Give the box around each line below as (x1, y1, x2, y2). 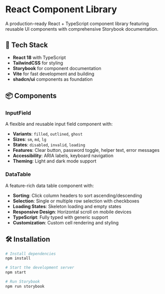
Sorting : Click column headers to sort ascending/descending (12, 192, 142, 198)
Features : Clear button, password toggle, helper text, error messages (12, 147, 160, 153)
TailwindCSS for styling (12, 60, 63, 66)
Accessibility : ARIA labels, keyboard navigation (12, 152, 114, 159)
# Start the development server (5, 265, 74, 270)
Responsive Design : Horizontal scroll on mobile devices (12, 209, 132, 215)
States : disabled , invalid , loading (12, 142, 86, 148)
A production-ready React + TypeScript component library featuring (5, 20, 149, 27)
